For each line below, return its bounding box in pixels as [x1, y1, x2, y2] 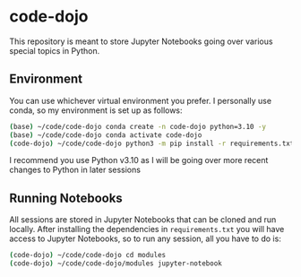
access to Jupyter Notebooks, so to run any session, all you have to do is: [9, 233, 282, 244]
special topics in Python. [9, 45, 100, 56]
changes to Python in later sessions [9, 164, 142, 176]
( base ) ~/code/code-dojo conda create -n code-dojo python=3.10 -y [9, 122, 267, 131]
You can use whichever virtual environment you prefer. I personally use [9, 95, 271, 106]
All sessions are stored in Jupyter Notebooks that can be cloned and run [9, 214, 277, 225]
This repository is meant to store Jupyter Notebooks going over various [9, 36, 273, 47]
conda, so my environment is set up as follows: [9, 105, 183, 116]
